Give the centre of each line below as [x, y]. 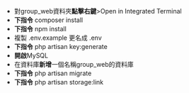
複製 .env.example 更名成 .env [58, 38]
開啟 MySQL [31, 55]
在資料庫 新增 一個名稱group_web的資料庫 [74, 64]
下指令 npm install [40, 29]
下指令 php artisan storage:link [59, 82]
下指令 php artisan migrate [53, 73]
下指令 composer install [48, 20]
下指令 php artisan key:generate [61, 46]
